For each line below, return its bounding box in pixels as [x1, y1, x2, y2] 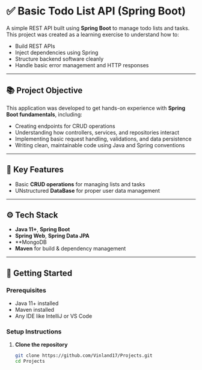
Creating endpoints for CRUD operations [14, 122, 115, 130]
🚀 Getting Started [6, 268, 73, 278]
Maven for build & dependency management [14, 245, 126, 252]
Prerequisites [6, 286, 46, 294]
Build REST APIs [14, 42, 55, 49]
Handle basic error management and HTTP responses [14, 61, 149, 68]
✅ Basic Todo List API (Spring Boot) [6, 4, 186, 18]
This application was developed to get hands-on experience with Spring [6, 104, 186, 112]
